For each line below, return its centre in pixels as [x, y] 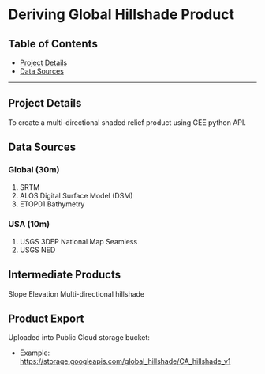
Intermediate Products [64, 275]
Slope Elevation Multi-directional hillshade [77, 293]
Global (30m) [34, 170]
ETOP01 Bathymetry [52, 204]
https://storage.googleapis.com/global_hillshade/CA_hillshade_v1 [125, 361]
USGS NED [37, 250]
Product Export [46, 319]
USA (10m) [29, 225]
